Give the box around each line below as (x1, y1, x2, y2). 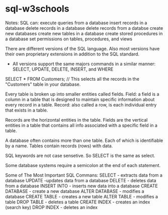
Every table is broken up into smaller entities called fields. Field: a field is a (5, 91, 159, 97)
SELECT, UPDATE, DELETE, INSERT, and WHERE (12, 66, 114, 72)
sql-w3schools (5, 3, 69, 15)
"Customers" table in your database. (5, 81, 81, 87)
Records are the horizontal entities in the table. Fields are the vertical (5, 117, 148, 123)
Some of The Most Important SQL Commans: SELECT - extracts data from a (5, 172, 162, 178)
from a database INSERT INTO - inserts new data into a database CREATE (5, 183, 158, 189)
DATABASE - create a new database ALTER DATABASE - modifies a (5, 188, 144, 194)
